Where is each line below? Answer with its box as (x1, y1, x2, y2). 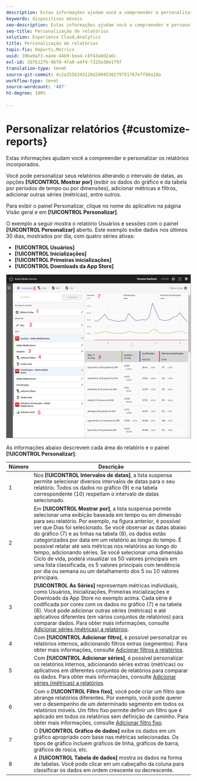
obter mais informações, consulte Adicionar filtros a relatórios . (33, 646, 184, 653)
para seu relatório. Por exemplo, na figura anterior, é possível (33, 517, 181, 524)
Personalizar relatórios (6, 122, 120, 136)
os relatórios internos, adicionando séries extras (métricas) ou (33, 661, 184, 668)
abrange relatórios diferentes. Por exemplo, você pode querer (33, 694, 182, 701)
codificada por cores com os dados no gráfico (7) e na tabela (33, 600, 182, 607)
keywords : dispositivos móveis (6, 15, 83, 22)
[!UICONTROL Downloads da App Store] (14, 262, 114, 270)
